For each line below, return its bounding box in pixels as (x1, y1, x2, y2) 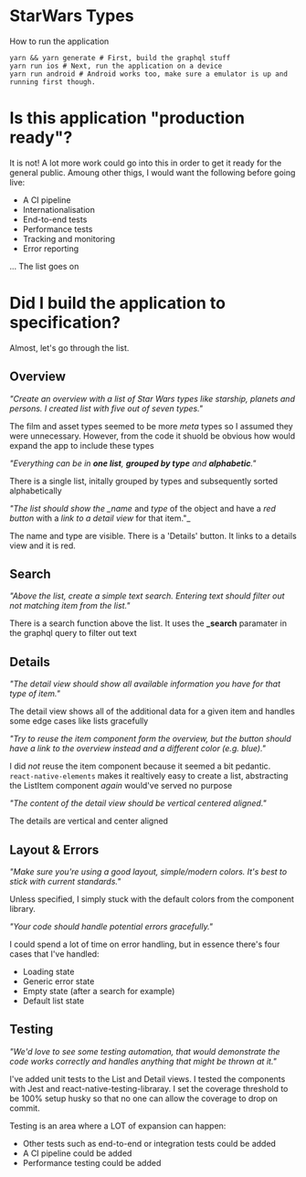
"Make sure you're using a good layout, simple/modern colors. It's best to (9, 866, 288, 877)
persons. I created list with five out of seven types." (9, 403, 204, 414)
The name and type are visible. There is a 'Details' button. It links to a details (9, 530, 297, 541)
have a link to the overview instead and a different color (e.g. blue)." (9, 743, 267, 754)
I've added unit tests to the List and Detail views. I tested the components (9, 1073, 286, 1084)
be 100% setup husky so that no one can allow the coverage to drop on (9, 1093, 279, 1104)
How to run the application (9, 36, 110, 47)
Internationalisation (22, 204, 96, 215)
